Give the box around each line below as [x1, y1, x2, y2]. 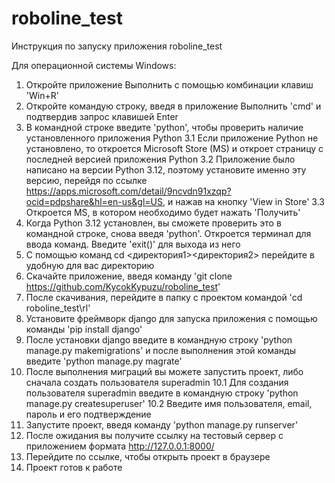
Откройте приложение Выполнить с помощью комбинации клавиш [25, 78, 314, 91]
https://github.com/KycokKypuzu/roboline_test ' [25, 280, 221, 292]
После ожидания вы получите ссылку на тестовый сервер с [25, 429, 284, 441]
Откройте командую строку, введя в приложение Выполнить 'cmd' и [25, 100, 322, 112]
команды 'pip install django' [25, 323, 143, 335]
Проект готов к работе [25, 461, 123, 473]
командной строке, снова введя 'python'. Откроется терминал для [25, 227, 312, 239]
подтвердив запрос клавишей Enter [25, 110, 179, 122]
